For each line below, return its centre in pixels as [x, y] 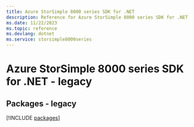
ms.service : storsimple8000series [49, 39]
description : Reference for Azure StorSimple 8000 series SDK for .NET [97, 17]
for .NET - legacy [49, 82]
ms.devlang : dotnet [30, 34]
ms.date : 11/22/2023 [32, 23]
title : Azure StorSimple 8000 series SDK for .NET [70, 12]
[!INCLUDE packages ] [33, 118]
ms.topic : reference [32, 28]
